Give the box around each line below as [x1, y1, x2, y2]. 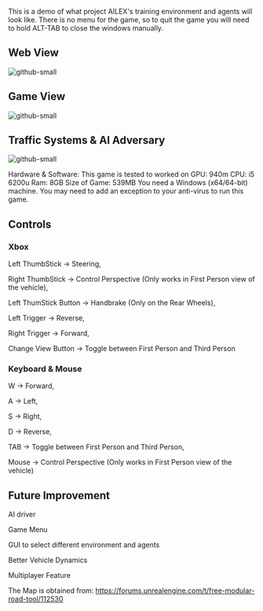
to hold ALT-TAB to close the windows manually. [8, 24, 163, 32]
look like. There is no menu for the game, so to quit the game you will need [8, 15, 250, 24]
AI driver [8, 509, 36, 519]
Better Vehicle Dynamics [8, 555, 88, 565]
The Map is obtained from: [8, 586, 94, 595]
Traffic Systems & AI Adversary [8, 134, 166, 147]
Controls [8, 217, 52, 231]
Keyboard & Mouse [8, 364, 82, 375]
